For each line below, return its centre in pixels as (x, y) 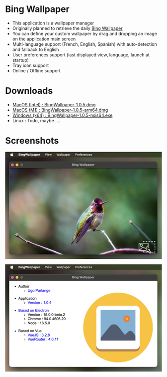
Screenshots (32, 141)
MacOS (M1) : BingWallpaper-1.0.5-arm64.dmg (60, 110)
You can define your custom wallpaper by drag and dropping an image (85, 33)
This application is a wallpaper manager (53, 23)
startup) (20, 60)
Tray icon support (31, 65)
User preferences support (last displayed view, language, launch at (81, 55)
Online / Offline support (36, 70)
